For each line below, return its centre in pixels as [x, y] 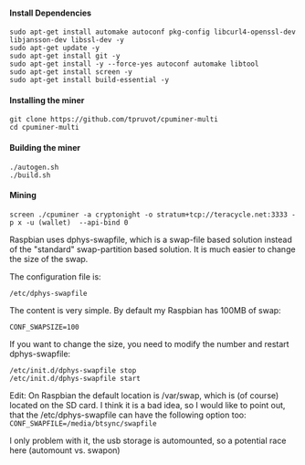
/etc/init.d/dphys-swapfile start [75, 378]
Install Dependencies [51, 13]
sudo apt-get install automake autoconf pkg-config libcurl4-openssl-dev [153, 32]
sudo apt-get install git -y [65, 56]
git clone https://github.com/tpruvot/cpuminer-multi [114, 120]
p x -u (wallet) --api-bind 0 [69, 222]
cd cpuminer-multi [44, 128]
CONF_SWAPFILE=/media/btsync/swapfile [83, 423]
